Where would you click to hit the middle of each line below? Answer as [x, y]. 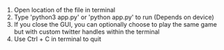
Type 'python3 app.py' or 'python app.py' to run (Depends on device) [114, 17]
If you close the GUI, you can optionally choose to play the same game [115, 24]
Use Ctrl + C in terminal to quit [58, 39]
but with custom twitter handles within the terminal [87, 32]
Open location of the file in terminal [65, 10]
